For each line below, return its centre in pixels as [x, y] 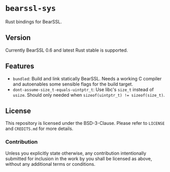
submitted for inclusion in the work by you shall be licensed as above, [79, 158]
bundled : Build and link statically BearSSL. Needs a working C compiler [87, 78]
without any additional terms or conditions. [50, 164]
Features [20, 66]
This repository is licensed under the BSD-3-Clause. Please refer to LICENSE [85, 123]
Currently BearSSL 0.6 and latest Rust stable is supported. [67, 50]
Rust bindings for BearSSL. [34, 21]
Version [18, 38]
